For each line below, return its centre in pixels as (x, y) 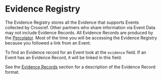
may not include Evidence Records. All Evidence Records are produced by (79, 32)
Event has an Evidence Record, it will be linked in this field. (64, 57)
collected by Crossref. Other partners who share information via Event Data (80, 27)
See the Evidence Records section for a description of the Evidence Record (80, 67)
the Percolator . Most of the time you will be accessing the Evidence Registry (81, 38)
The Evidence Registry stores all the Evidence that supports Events (72, 22)
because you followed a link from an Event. (48, 43)
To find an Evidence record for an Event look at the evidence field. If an (76, 52)
